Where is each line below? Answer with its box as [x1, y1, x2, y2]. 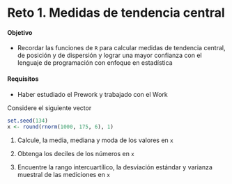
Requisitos [7, 75, 39, 83]
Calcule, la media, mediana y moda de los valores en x [17, 136, 173, 144]
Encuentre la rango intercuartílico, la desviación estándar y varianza [17, 163, 212, 171]
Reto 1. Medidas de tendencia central [7, 5, 225, 21]
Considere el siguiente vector [7, 103, 92, 112]
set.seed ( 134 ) [7, 117, 49, 124]
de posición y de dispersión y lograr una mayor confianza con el [17, 51, 202, 60]
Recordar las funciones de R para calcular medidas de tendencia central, [17, 44, 226, 52]
